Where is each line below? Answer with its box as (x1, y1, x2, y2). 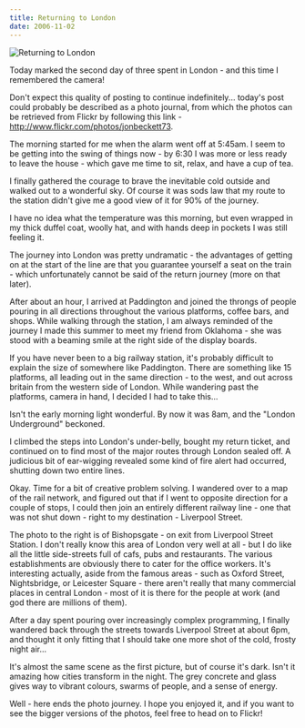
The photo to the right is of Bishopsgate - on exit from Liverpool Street (9, 529, 274, 540)
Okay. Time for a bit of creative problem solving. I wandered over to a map (9, 482, 289, 493)
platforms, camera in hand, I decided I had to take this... (9, 390, 219, 401)
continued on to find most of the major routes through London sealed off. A (9, 445, 291, 456)
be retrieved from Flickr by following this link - (9, 111, 182, 122)
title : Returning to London (9, 13, 117, 23)
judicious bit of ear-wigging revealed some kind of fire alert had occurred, (9, 455, 287, 466)
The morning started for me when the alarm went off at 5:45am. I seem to (9, 138, 286, 149)
